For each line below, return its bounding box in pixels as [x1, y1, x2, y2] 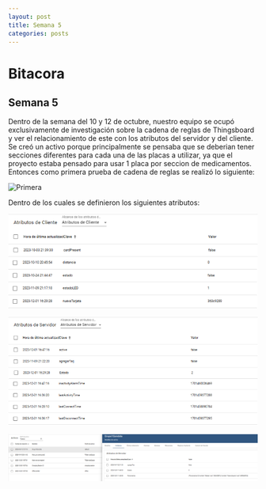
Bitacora [8, 64, 65, 82]
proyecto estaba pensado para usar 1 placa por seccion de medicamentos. [8, 159, 252, 169]
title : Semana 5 [8, 21, 62, 29]
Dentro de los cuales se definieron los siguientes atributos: [8, 198, 200, 207]
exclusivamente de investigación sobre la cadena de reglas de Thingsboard [8, 125, 255, 135]
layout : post [8, 13, 51, 21]
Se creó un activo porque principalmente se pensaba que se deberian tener [8, 142, 255, 152]
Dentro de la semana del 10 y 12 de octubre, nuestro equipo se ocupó [8, 117, 235, 127]
